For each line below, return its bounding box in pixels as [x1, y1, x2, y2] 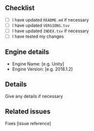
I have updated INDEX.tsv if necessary [12, 28, 89, 34]
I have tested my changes [12, 34, 64, 39]
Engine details [5, 48, 50, 56]
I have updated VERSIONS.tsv [12, 22, 70, 28]
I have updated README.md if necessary [12, 17, 89, 22]
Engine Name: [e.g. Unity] [12, 61, 64, 66]
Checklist [5, 4, 35, 12]
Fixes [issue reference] [5, 120, 51, 126]
